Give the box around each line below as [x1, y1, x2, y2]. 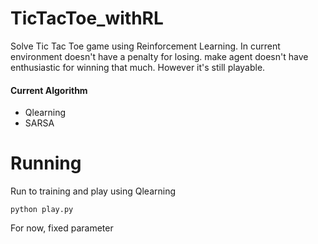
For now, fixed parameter [10, 222, 114, 234]
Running [10, 152, 82, 175]
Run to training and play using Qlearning [10, 185, 177, 197]
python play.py [10, 205, 74, 215]
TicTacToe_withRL [10, 7, 164, 30]
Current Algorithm [10, 84, 88, 96]
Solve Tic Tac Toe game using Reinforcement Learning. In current [10, 40, 281, 52]
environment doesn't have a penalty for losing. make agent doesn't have [10, 50, 309, 62]
